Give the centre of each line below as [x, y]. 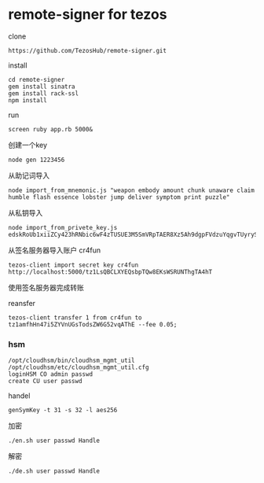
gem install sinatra [42, 87]
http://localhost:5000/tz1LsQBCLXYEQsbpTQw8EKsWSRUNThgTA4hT [110, 272]
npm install [27, 100]
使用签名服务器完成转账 [46, 287]
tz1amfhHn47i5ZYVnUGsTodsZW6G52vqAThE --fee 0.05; [93, 324]
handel [19, 396]
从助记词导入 [29, 175]
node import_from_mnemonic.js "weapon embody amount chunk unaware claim [132, 190]
